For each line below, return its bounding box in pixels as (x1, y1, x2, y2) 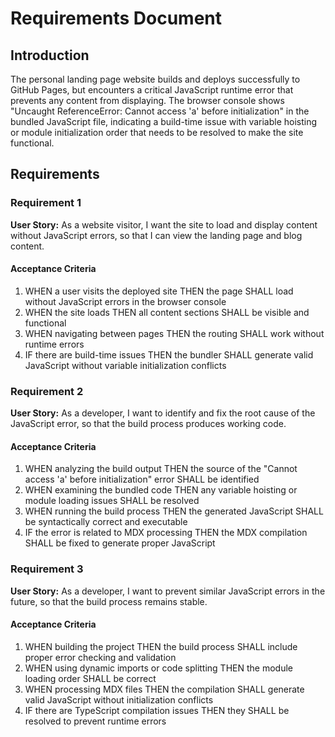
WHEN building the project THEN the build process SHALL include (24, 640, 298, 652)
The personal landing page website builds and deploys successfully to (10, 73, 301, 85)
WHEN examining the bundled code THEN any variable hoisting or (24, 484, 298, 496)
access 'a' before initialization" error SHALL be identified (24, 473, 260, 486)
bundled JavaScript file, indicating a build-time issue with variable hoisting (10, 116, 318, 127)
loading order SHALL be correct (24, 672, 157, 684)
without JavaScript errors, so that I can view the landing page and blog (10, 229, 303, 241)
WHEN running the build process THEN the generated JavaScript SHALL (24, 505, 324, 517)
